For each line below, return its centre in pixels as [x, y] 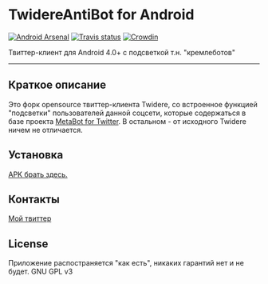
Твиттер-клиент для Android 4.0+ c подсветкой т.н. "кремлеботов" [122, 52]
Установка [36, 155]
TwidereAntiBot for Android [101, 15]
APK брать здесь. [38, 174]
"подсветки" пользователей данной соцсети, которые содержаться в [127, 113]
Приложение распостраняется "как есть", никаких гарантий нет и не [126, 263]
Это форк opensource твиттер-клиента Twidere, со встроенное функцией [133, 104]
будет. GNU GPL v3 [41, 272]
